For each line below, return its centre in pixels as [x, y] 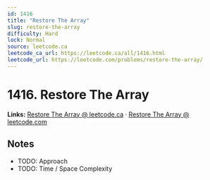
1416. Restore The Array [78, 94]
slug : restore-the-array [44, 27]
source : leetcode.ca [38, 47]
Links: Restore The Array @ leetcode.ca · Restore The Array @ [98, 114]
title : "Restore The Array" [49, 20]
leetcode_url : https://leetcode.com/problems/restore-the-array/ [105, 60]
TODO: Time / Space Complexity [65, 168]
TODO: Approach [43, 161]
